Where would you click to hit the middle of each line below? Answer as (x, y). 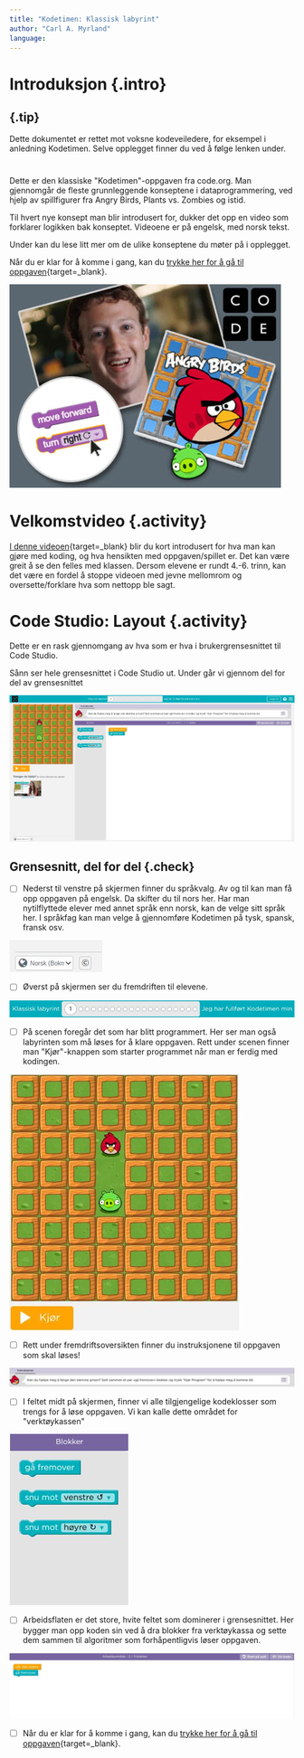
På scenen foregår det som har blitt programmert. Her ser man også (149, 1032)
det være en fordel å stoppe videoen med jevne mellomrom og (126, 575)
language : (28, 38)
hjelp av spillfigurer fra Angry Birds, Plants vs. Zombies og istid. (128, 200)
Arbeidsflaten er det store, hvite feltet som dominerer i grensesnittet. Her (158, 1620)
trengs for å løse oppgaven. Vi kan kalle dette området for (130, 1412)
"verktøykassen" (54, 1422)
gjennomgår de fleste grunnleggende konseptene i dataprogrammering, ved (151, 190)
